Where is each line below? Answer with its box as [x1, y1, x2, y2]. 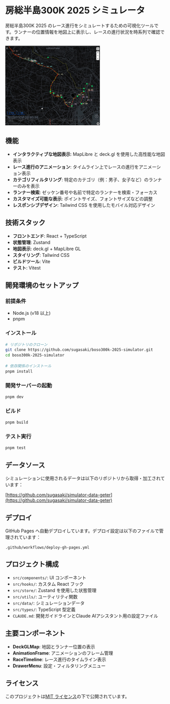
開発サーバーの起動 [5, 382, 52, 389]
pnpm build [5, 420, 28, 425]
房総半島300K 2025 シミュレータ [5, 5, 146, 16]
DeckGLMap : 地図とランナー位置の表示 [12, 643, 95, 649]
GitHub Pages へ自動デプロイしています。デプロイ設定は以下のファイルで [5, 528, 159, 534]
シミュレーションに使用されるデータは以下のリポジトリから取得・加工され [5, 475, 161, 481]
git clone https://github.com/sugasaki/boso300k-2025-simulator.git [5, 347, 153, 353]
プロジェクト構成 [5, 560, 59, 568]
